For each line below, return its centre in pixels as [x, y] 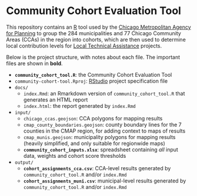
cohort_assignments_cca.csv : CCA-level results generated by [97, 168]
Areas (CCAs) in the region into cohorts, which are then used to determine [96, 39]
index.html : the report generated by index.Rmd [80, 106]
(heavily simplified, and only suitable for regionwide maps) [94, 143]
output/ [24, 163]
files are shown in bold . [34, 63]
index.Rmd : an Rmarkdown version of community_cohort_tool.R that [104, 93]
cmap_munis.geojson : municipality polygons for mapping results [99, 137]
